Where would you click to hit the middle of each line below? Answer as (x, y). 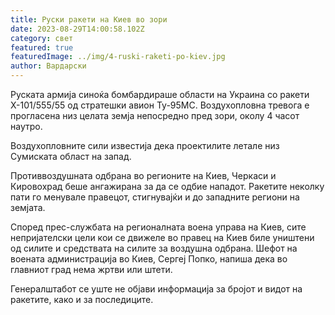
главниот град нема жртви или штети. (91, 269)
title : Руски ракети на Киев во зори (89, 19)
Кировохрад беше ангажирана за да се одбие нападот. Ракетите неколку (167, 186)
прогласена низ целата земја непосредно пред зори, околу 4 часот (155, 115)
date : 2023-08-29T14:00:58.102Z (77, 29)
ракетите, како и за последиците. (82, 299)
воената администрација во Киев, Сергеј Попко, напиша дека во (149, 259)
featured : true (42, 47)
